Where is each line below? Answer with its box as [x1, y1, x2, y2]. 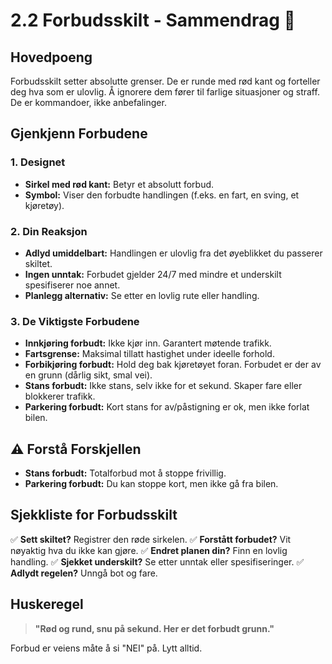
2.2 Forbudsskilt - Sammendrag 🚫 [10, 9, 296, 32]
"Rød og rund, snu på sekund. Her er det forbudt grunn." [34, 622, 275, 634]
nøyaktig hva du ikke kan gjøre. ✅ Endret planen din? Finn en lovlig [10, 544, 288, 556]
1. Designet [10, 155, 66, 169]
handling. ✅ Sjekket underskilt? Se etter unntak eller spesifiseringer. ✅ [10, 555, 305, 568]
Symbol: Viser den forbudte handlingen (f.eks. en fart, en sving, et [24, 189, 300, 201]
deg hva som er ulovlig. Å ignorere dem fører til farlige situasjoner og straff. [10, 86, 320, 98]
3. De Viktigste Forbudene [10, 314, 140, 328]
